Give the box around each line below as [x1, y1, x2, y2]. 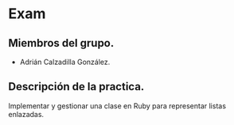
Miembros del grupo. [8, 36, 115, 50]
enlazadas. [8, 109, 45, 119]
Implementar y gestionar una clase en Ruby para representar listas [8, 100, 227, 111]
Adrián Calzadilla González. [19, 57, 111, 66]
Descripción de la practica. [8, 80, 145, 93]
